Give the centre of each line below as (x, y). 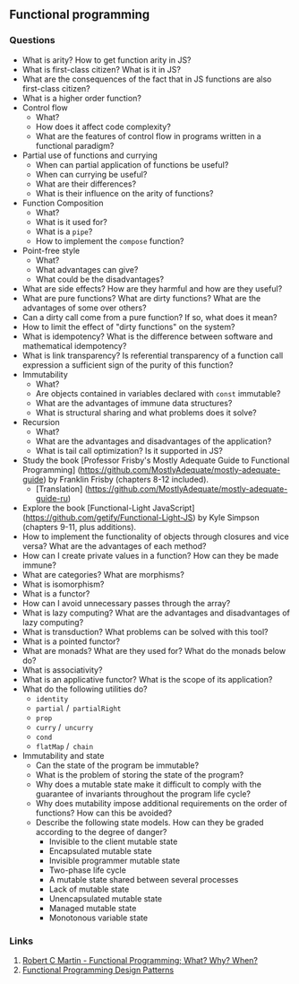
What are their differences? (86, 184)
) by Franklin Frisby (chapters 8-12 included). (126, 479)
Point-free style (51, 250)
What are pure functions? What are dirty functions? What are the (141, 298)
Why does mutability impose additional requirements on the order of (162, 803)
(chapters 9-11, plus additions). (79, 527)
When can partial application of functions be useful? (132, 164)
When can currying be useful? (91, 174)
